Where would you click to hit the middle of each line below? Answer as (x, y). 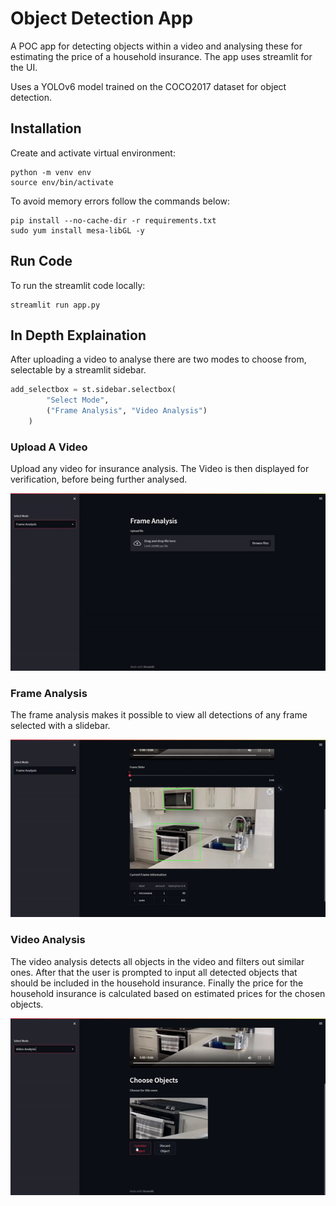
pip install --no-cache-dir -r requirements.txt (113, 220)
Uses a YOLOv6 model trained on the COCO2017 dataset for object (148, 86)
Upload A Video (49, 447)
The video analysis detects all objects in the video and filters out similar (157, 961)
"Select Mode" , (78, 400)
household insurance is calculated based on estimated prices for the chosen (168, 993)
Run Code (41, 261)
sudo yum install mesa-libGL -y (77, 230)
